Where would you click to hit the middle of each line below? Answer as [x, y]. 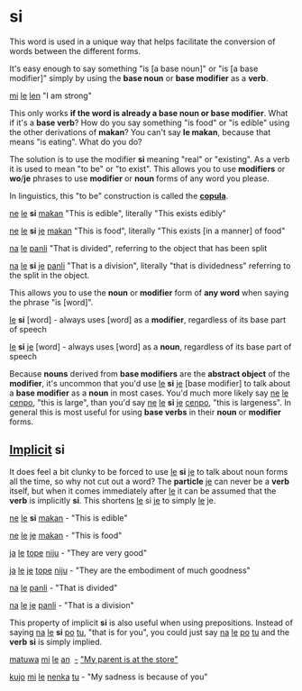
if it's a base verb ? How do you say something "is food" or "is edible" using [150, 123]
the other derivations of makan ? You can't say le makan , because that [140, 132]
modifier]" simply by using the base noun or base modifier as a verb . [139, 77]
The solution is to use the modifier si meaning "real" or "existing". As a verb [150, 159]
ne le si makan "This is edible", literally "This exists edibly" [118, 213]
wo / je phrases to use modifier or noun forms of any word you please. [140, 178]
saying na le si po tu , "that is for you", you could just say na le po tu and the [150, 632]
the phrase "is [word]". [51, 302]
